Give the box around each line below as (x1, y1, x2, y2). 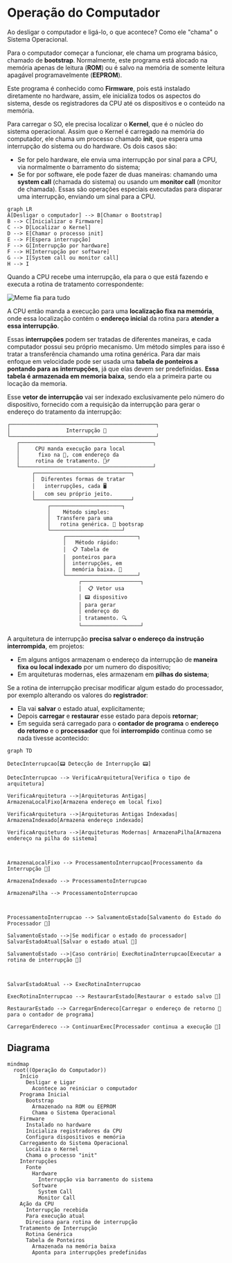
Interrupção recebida (25, 1206, 89, 1213)
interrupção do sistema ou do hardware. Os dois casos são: (7, 142, 178, 150)
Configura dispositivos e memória (25, 1133, 126, 1140)
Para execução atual (25, 1212, 85, 1219)
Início (19, 1073, 39, 1080)
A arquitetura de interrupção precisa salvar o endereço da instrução (7, 634, 204, 643)
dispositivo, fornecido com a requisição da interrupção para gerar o (7, 400, 201, 408)
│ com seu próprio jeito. (32, 490, 113, 497)
